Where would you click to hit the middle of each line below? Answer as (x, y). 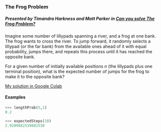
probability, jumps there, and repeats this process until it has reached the (79, 51)
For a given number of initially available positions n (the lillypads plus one (79, 66)
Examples (15, 97)
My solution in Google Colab (34, 86)
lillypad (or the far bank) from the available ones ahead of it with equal (76, 46)
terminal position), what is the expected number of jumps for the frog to (77, 71)
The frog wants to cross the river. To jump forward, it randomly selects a (78, 41)
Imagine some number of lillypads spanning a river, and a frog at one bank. (81, 36)
